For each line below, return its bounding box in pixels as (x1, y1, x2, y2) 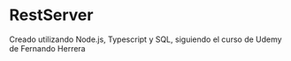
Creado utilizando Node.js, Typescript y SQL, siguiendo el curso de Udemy (9, 34, 282, 44)
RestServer (9, 5, 94, 25)
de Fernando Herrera (9, 43, 86, 53)
